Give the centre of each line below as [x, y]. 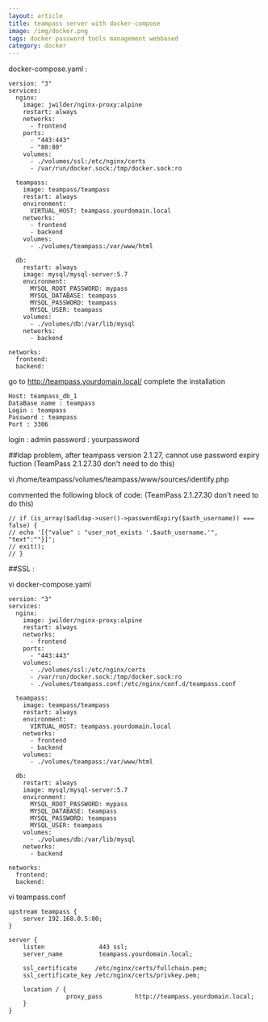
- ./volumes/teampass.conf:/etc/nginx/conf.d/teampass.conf [133, 684]
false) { [23, 526]
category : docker [38, 46]
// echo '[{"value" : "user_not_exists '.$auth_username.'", [113, 533]
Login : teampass [38, 410]
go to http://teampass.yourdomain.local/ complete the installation [117, 381]
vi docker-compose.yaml [50, 585]
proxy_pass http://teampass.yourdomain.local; [160, 997]
